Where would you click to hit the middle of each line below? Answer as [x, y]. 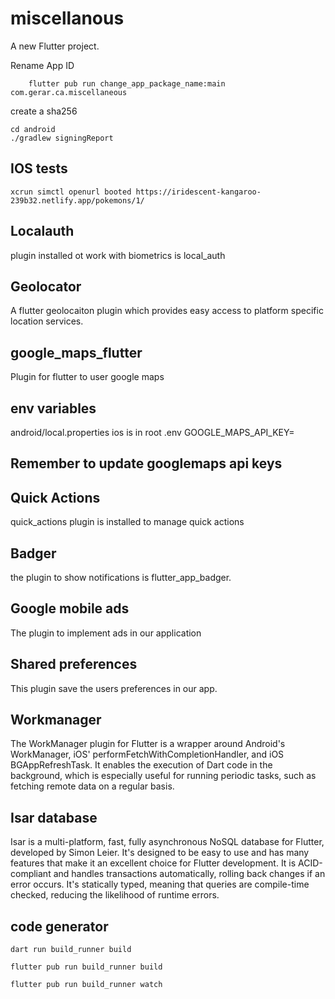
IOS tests [39, 168]
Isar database [54, 817]
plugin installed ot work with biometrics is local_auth [118, 255]
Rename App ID [42, 65]
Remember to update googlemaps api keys [146, 463]
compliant [31, 874]
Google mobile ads [70, 608]
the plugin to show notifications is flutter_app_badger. [121, 578]
